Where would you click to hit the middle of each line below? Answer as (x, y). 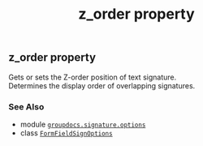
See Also (26, 106)
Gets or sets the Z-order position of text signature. (93, 77)
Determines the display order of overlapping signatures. (102, 85)
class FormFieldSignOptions (66, 133)
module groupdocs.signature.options (83, 124)
